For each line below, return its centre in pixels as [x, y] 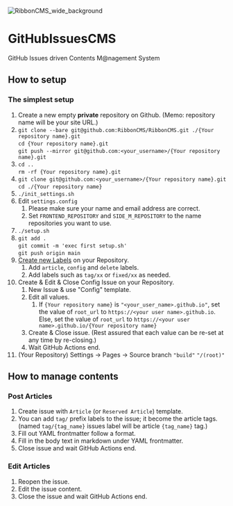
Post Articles [30, 396]
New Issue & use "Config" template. [79, 289]
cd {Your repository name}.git [63, 144]
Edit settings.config [48, 201]
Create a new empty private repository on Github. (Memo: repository [116, 115]
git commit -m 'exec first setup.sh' [72, 246]
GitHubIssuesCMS [62, 39]
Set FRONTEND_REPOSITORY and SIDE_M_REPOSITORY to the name [115, 215]
